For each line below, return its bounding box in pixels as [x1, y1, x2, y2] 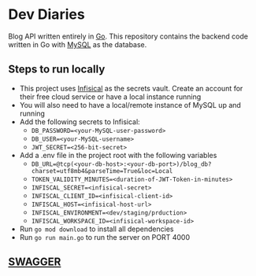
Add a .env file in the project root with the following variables [19, 150, 217, 160]
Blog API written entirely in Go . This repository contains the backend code [8, 31, 248, 41]
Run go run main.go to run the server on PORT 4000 [19, 232, 191, 241]
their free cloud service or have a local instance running [19, 92, 202, 101]
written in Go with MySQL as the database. [8, 39, 147, 49]
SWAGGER [8, 256, 61, 269]
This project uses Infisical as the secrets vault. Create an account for [19, 83, 243, 93]
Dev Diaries [8, 6, 85, 24]
